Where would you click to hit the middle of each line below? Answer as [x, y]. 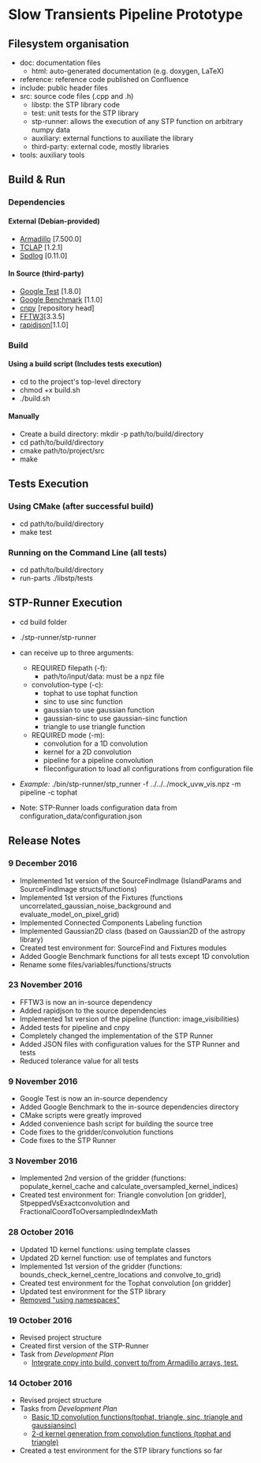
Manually [24, 416]
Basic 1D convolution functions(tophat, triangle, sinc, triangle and [137, 1417]
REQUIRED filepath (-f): [69, 668]
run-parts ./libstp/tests [56, 578]
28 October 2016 [41, 1232]
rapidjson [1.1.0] [44, 325]
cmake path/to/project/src [62, 451]
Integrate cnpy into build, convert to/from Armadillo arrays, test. [135, 1363]
